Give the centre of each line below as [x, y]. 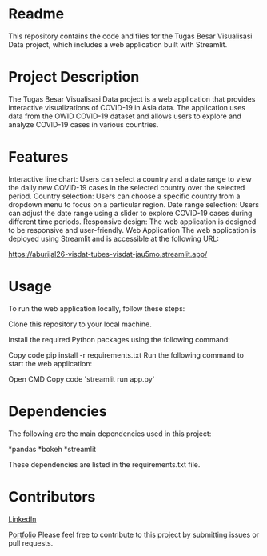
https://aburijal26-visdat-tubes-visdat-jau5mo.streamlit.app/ [108, 254]
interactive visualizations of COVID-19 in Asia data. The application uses [127, 107]
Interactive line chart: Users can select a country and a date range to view [130, 179]
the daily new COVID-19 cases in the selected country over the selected [127, 187]
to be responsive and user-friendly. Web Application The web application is [132, 230]
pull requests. [31, 543]
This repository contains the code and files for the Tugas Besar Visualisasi [130, 36]
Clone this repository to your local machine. [80, 324]
